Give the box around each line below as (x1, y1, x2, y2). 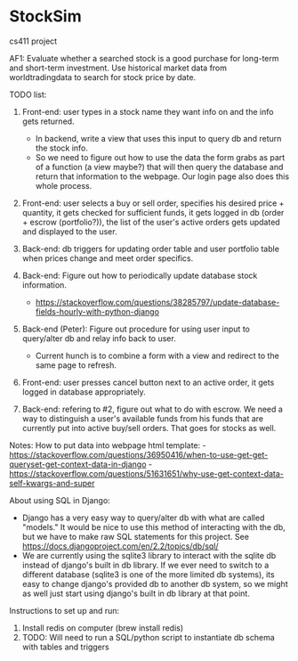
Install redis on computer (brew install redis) (21, 622, 184, 633)
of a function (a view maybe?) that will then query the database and (35, 161, 284, 172)
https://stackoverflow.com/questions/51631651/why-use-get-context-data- (9, 468, 285, 478)
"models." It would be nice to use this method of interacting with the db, (21, 521, 286, 532)
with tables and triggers (21, 641, 109, 652)
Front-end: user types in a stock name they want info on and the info (21, 106, 274, 117)
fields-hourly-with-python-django (35, 306, 160, 317)
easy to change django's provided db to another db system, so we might (21, 578, 288, 589)
